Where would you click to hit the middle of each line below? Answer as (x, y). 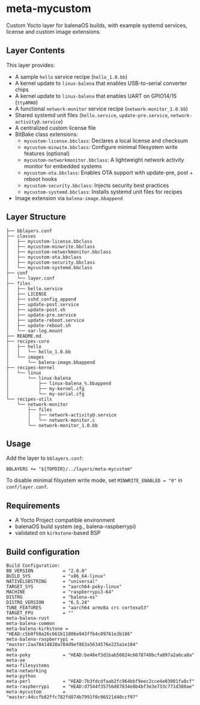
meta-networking (26, 671)
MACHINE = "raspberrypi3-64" (60, 592)
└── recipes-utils (29, 399)
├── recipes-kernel (31, 368)
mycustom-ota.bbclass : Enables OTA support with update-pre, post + (108, 172)
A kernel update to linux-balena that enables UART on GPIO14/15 (96, 96)
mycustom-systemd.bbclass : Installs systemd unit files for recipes (103, 192)
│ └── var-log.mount (35, 331)
